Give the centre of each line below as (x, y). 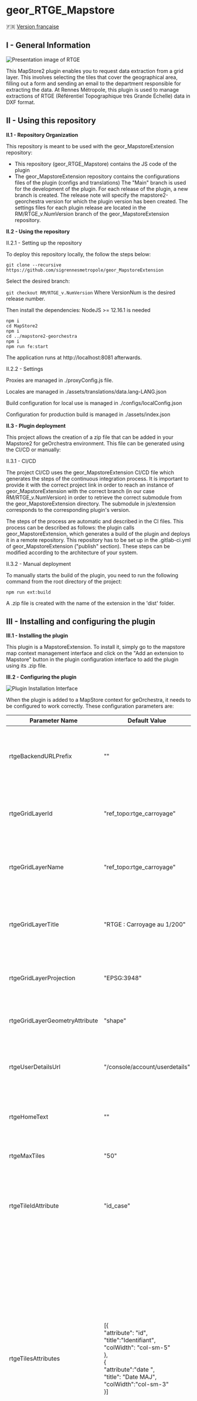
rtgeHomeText (29, 1117)
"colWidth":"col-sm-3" (136, 1385)
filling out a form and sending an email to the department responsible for (94, 83)
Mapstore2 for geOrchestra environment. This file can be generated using (95, 443)
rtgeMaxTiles (27, 1156)
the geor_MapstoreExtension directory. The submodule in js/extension (91, 504)
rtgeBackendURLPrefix (40, 756)
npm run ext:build (28, 592)
